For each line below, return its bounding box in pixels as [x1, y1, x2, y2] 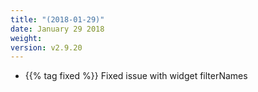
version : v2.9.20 [10, 42, 83, 53]
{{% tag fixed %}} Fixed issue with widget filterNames [24, 70, 248, 82]
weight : [10, 33, 43, 43]
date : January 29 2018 [10, 24, 105, 34]
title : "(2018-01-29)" [10, 14, 105, 25]
